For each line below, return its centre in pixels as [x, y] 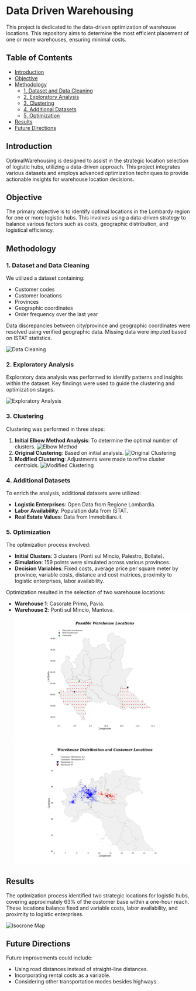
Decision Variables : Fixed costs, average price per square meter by [96, 568]
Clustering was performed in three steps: [56, 429]
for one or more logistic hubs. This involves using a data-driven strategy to [96, 218]
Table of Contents [39, 58]
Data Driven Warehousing [70, 11]
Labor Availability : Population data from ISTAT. [71, 510]
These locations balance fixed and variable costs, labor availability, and [92, 908]
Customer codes [35, 289]
